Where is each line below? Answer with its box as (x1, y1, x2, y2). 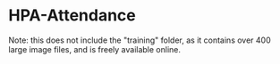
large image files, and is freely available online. (8, 44, 181, 54)
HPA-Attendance (8, 5, 136, 26)
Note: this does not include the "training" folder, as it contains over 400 (8, 35, 272, 45)
